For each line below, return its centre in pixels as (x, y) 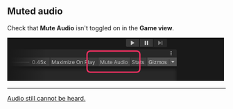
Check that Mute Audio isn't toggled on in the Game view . (91, 28)
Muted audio (35, 11)
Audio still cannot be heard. (46, 98)
